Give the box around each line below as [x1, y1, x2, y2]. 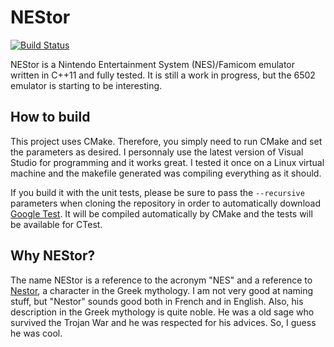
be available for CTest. [10, 218, 103, 230]
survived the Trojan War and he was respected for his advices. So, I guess [10, 316, 317, 328]
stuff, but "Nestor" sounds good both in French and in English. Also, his [10, 295, 304, 307]
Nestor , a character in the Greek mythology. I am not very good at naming [10, 284, 314, 296]
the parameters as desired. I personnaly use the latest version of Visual [10, 146, 304, 158]
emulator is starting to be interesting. [10, 79, 163, 91]
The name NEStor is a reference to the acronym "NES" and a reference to [10, 274, 313, 286]
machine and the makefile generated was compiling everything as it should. [10, 167, 322, 179]
